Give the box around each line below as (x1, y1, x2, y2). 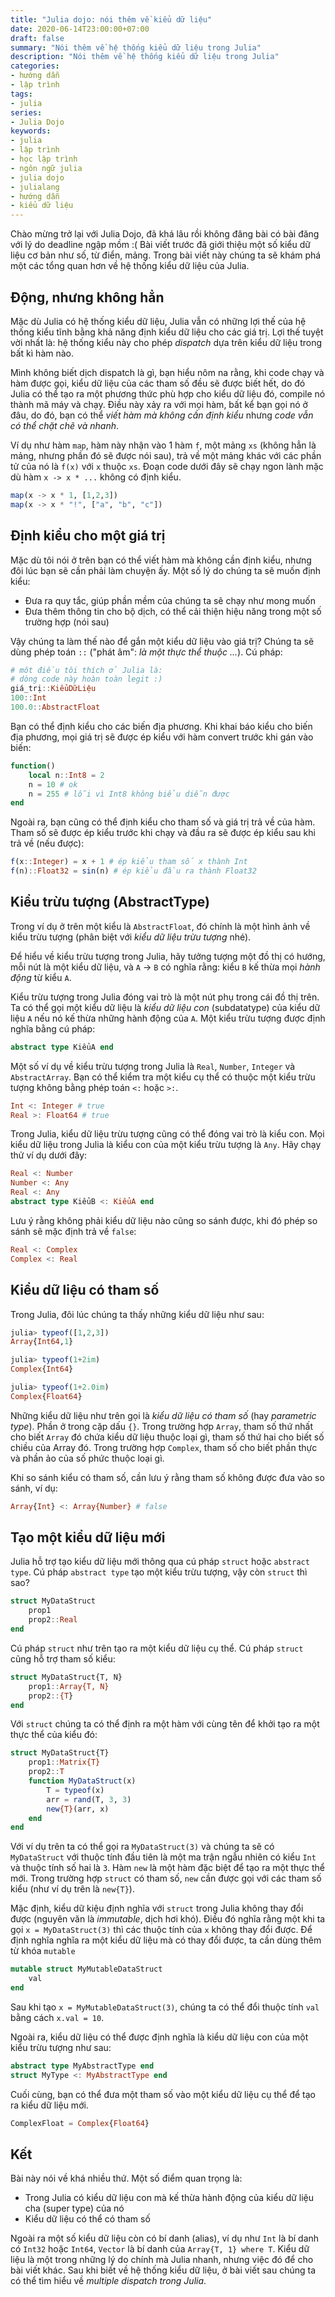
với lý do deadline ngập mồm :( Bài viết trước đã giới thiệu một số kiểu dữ (10, 239, 311, 251)
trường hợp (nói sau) (24, 616, 110, 628)
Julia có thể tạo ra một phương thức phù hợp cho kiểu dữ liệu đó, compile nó (10, 387, 326, 400)
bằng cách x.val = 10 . (10, 2011, 105, 2023)
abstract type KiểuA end (10, 1042, 114, 1052)
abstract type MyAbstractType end (10, 2061, 155, 2071)
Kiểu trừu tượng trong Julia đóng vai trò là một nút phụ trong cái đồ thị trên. (10, 991, 320, 1003)
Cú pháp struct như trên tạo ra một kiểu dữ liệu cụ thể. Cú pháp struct (10, 1642, 304, 1654)
